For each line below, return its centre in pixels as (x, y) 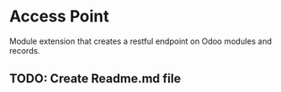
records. (25, 50)
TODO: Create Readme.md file (95, 79)
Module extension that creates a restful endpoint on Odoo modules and (141, 41)
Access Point (60, 17)
